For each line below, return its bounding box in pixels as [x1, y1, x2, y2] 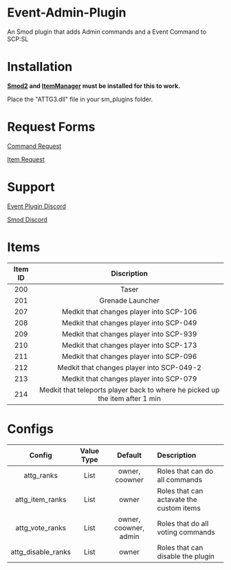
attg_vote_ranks [15, 523, 67, 532]
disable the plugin [157, 551, 215, 561]
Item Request [7, 155, 45, 163]
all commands [157, 474, 203, 484]
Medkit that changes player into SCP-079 [61, 373, 197, 383]
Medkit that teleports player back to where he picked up [38, 385, 220, 395]
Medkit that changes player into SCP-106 [61, 307, 197, 316]
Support [7, 179, 55, 195]
